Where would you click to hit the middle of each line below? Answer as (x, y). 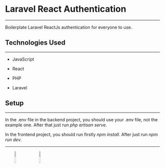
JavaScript (23, 59)
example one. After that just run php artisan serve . (56, 125)
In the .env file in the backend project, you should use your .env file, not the (82, 119)
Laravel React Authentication (66, 9)
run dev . (14, 140)
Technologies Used (35, 43)
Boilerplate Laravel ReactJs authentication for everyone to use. (69, 27)
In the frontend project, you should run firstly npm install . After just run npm (82, 134)
